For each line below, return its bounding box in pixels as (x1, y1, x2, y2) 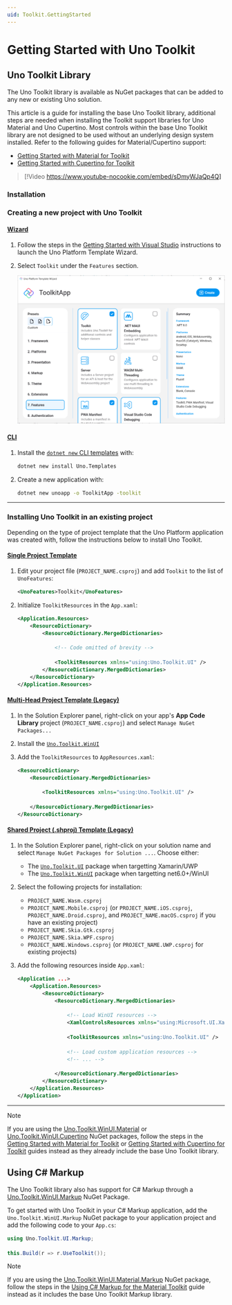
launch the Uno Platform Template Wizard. (17, 248, 138, 256)
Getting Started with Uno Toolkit (7, 42, 195, 57)
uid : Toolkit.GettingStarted (7, 11, 91, 18)
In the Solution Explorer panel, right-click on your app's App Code (17, 711, 206, 720)
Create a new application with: (17, 475, 104, 483)
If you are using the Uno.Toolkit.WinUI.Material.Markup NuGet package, (7, 1275, 211, 1284)
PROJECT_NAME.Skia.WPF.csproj (27, 934, 115, 941)
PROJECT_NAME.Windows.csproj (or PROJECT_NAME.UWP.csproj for (27, 941, 204, 949)
